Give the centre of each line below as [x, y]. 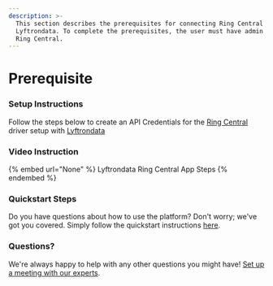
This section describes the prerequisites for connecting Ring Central [140, 24]
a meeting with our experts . [54, 272]
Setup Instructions [46, 104]
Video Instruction [43, 151]
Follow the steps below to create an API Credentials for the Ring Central [128, 122]
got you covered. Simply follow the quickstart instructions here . [115, 225]
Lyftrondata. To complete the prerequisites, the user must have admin [140, 31]
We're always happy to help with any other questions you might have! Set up [136, 264]
